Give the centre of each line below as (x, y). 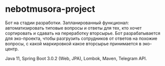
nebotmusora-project (50, 9)
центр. (12, 49)
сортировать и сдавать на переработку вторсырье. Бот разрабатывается (83, 33)
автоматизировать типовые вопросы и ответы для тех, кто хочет (73, 28)
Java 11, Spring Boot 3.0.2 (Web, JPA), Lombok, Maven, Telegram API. (76, 58)
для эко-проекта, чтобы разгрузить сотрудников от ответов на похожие (81, 38)
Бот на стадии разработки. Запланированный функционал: (67, 23)
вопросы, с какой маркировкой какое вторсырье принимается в (73, 43)
